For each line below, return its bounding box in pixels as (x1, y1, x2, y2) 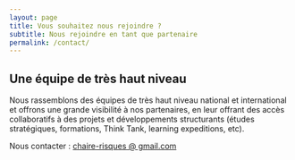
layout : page (9, 13, 58, 22)
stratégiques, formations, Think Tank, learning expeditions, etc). (9, 123, 245, 134)
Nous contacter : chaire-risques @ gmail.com (9, 140, 177, 152)
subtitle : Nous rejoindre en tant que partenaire (9, 29, 198, 38)
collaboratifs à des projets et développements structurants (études (9, 114, 255, 125)
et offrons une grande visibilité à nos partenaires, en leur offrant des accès (9, 105, 285, 115)
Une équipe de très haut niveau (9, 71, 187, 86)
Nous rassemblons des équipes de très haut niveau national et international (9, 95, 288, 105)
